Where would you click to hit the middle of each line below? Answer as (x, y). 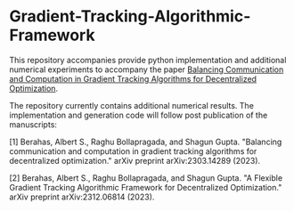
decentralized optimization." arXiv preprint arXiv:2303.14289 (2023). (135, 160)
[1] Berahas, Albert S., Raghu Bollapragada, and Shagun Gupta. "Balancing (146, 142)
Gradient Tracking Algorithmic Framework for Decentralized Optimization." (146, 187)
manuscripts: (33, 124)
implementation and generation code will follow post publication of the (139, 115)
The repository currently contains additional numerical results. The (131, 105)
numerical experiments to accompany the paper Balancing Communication (147, 69)
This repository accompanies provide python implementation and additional (148, 60)
